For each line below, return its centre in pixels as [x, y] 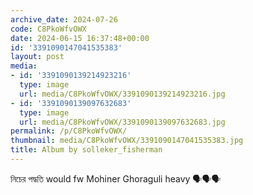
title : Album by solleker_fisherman [86, 150]
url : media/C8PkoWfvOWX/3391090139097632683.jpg [122, 122]
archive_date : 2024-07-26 [64, 19]
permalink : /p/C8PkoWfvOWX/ [69, 131]
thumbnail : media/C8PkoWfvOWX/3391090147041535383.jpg [127, 141]
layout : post [37, 57]
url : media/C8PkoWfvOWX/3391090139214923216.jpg [122, 94]
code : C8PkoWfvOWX [48, 29]
